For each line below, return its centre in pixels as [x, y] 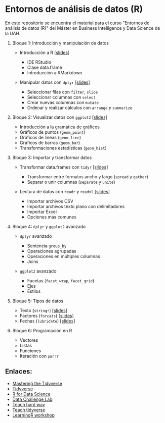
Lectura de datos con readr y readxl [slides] [65, 191]
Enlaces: [19, 372]
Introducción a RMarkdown [55, 72]
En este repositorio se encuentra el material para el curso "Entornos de [77, 23]
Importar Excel [42, 211]
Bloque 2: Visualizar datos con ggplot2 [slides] [60, 117]
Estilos [34, 291]
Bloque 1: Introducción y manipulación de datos [61, 43]
